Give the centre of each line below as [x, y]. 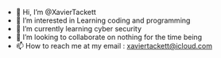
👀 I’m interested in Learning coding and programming [103, 20]
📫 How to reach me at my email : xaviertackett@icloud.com [114, 46]
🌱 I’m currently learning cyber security [78, 29]
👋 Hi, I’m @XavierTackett [56, 12]
